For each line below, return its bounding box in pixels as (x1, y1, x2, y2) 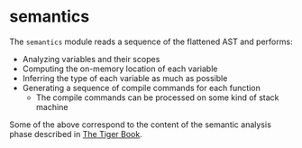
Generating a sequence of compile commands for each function (22, 82, 261, 93)
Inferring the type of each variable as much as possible (22, 72, 228, 83)
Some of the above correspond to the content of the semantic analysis (9, 119, 272, 130)
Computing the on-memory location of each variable (22, 63, 218, 74)
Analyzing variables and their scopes (22, 53, 160, 64)
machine (35, 101, 69, 112)
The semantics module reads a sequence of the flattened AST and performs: (9, 36, 293, 47)
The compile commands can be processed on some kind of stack (35, 92, 279, 103)
